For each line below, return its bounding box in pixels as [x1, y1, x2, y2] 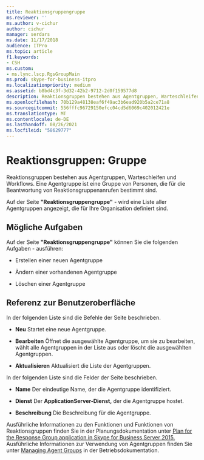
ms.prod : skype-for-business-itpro [6, 76, 97, 83]
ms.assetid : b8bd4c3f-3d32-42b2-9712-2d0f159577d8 [6, 88, 137, 94]
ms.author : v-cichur [6, 20, 59, 26]
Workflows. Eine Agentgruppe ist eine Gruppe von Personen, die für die [6, 180, 186, 187]
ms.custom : [6, 65, 34, 72]
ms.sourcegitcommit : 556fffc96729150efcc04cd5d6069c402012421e [6, 104, 170, 111]
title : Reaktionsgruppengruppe [6, 8, 86, 15]
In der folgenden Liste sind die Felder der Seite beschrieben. [6, 374, 158, 381]
